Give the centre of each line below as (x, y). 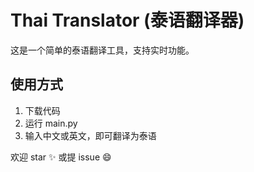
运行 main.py (51, 123)
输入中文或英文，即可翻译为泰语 (90, 135)
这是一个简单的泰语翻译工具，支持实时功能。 (102, 50)
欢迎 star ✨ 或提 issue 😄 (61, 157)
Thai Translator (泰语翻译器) (127, 20)
